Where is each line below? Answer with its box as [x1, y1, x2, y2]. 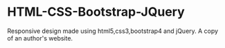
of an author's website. [7, 34, 73, 42]
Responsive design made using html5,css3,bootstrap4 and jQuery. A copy [7, 27, 219, 35]
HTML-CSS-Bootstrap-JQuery [7, 4, 185, 20]
